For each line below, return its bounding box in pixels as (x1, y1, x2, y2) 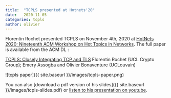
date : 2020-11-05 (5, 12, 47, 17)
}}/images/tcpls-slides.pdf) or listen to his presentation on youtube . (5, 87, 147, 93)
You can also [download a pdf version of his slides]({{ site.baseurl (5, 82, 144, 88)
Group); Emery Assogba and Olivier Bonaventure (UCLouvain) (5, 62, 136, 68)
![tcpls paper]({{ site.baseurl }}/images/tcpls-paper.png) (5, 72, 124, 78)
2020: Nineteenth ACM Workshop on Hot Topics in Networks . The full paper (5, 41, 166, 47)
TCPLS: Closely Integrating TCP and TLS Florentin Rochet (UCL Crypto (5, 57, 155, 63)
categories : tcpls (5, 17, 45, 22)
